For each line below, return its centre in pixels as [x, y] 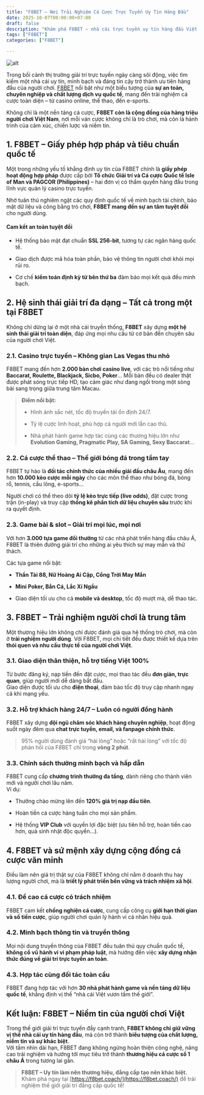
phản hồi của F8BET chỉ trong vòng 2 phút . [75, 747]
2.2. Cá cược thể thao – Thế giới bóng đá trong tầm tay [88, 458]
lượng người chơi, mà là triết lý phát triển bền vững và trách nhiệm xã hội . [100, 881]
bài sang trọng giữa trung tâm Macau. [54, 388]
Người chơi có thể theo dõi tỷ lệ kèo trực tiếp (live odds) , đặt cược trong [97, 496]
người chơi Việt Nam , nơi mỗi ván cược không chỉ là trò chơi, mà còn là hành [102, 119]
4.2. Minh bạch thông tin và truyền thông [68, 932]
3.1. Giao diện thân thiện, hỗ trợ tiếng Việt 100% [78, 661]
